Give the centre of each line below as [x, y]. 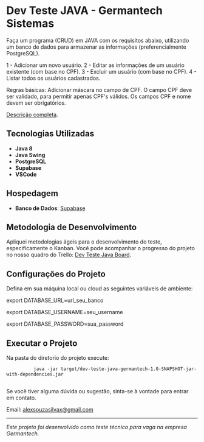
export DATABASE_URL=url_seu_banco [55, 300]
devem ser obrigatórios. [36, 103]
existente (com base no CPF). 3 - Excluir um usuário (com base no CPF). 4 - [101, 71]
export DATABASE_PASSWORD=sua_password [65, 324]
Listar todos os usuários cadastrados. [53, 78]
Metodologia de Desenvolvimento [72, 227]
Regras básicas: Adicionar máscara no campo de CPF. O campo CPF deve [99, 89]
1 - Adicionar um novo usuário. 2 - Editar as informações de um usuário [96, 65]
